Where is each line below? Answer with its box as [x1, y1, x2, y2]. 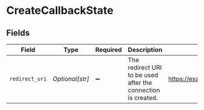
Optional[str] [52, 75, 90, 83]
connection [127, 86, 160, 94]
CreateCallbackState [6, 4, 114, 18]
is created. [127, 94, 158, 102]
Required [95, 46, 123, 54]
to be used [127, 71, 158, 79]
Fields [6, 28, 30, 38]
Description [127, 46, 163, 54]
